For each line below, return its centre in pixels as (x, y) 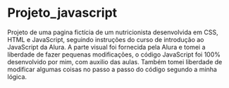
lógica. (17, 76)
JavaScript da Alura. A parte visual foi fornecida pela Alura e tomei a (106, 47)
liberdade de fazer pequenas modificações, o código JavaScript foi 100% (114, 54)
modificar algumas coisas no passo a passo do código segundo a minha (112, 69)
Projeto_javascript (62, 13)
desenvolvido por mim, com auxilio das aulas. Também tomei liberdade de (115, 61)
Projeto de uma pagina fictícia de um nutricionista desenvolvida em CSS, (113, 32)
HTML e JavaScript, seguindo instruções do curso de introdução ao (106, 39)
